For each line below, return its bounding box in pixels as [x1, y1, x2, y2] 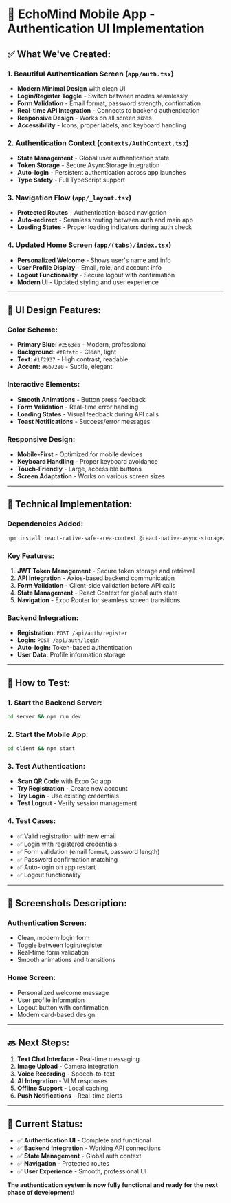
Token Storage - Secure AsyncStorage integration [16, 161, 160, 169]
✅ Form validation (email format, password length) [16, 847, 160, 855]
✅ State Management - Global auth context [16, 1152, 142, 1160]
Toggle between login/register [16, 941, 103, 949]
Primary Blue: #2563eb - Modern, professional [16, 341, 147, 349]
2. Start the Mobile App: [7, 730, 89, 739]
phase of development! [7, 1189, 75, 1197]
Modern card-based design [16, 1010, 96, 1019]
